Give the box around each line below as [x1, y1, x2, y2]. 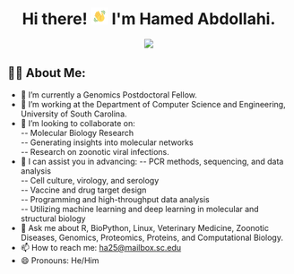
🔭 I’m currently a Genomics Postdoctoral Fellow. [20, 89, 197, 100]
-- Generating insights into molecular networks [20, 137, 194, 148]
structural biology [20, 213, 86, 224]
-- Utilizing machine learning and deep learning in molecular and [20, 203, 260, 214]
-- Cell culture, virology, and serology [20, 175, 160, 185]
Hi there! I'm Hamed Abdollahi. [22, 9, 276, 30]
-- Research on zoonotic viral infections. [20, 146, 170, 157]
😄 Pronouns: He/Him [20, 254, 99, 266]
